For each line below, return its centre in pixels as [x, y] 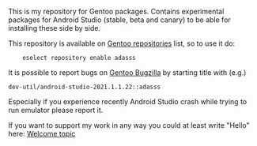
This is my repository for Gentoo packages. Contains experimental [116, 11]
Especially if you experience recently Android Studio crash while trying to [128, 101]
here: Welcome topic [42, 134]
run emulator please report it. [56, 110]
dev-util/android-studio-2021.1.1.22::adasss [84, 87]
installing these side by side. [55, 28]
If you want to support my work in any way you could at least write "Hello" [129, 125]
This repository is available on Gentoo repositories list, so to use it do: [122, 43]
